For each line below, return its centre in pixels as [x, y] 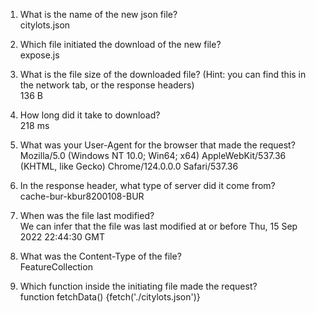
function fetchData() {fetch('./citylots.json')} [110, 297]
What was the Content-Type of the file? [100, 256]
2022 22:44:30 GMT [62, 237]
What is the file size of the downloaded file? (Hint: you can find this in [163, 74]
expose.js [39, 55]
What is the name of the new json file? [98, 14]
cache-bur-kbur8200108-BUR [82, 196]
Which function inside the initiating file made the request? [138, 286]
